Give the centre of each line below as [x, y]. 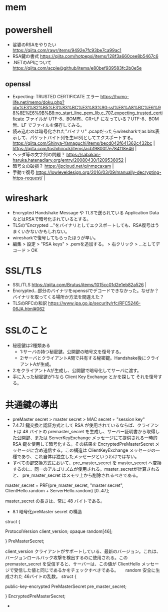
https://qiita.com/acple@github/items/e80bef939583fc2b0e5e [77, 68]
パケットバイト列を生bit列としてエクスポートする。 [83, 137]
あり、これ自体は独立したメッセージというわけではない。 [80, 456]
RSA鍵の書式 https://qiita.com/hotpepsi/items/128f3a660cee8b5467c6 [85, 56]
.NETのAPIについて [32, 63]
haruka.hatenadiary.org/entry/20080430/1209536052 [68, 160]
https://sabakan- [83, 154]
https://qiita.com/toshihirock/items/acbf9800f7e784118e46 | [74, 148]
